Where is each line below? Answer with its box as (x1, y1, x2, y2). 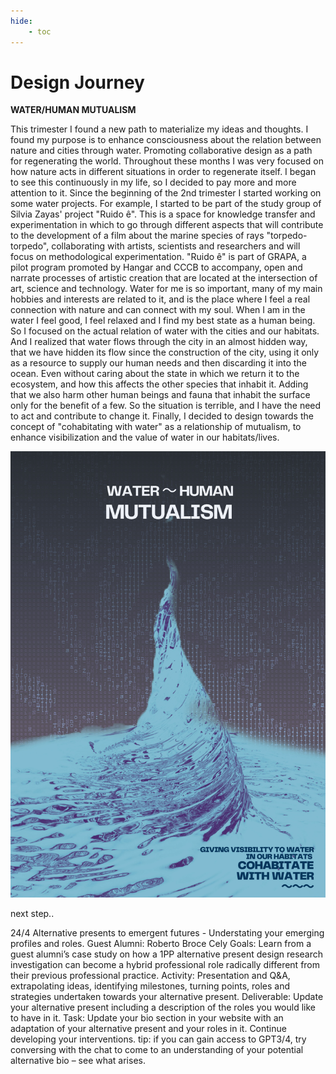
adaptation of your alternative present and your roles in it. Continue (10, 1023, 287, 1035)
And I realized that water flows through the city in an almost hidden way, (10, 336, 308, 348)
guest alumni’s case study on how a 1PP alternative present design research (10, 948, 324, 960)
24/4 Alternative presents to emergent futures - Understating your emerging (10, 927, 325, 939)
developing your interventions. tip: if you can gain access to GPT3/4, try (10, 1033, 307, 1045)
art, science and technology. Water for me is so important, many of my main (10, 283, 323, 295)
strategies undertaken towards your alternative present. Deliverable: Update (10, 991, 324, 1003)
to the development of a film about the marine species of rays (10, 230, 265, 242)
